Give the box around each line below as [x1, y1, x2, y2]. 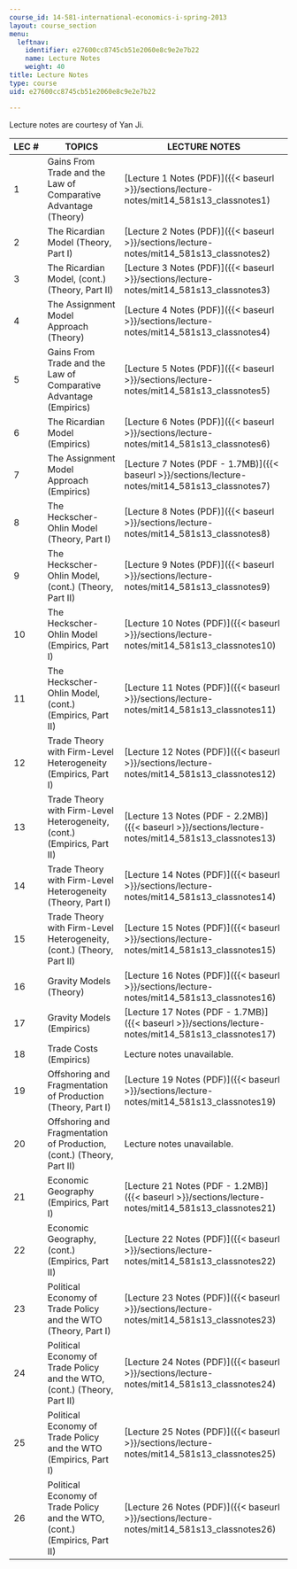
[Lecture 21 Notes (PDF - [124, 1179, 232, 1192]
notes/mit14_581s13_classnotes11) [124, 703, 277, 716]
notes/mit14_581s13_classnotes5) [124, 384, 271, 397]
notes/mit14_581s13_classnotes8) [124, 527, 271, 540]
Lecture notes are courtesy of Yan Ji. [9, 119, 144, 129]
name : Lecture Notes [25, 54, 101, 63]
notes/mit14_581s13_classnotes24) [124, 1378, 277, 1390]
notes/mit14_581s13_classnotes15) [124, 944, 277, 956]
